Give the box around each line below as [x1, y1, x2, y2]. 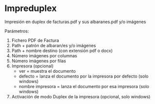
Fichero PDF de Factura [11, 37, 59, 43]
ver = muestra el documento [18, 68, 76, 74]
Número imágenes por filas [11, 58, 66, 64]
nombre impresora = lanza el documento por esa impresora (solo [18, 83, 149, 89]
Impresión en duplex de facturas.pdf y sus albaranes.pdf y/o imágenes [4, 19, 146, 25]
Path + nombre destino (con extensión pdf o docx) [11, 48, 113, 53]
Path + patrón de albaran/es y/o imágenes [11, 42, 96, 48]
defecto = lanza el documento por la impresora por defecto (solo [18, 73, 149, 79]
